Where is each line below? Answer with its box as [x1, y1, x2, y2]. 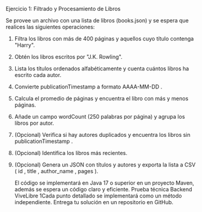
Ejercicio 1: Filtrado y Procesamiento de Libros [5, 5, 121, 12]
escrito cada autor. [14, 71, 62, 78]
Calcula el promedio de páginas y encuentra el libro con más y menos [14, 95, 189, 102]
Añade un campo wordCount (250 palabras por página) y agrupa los [14, 113, 185, 120]
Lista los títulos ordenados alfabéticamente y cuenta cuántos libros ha [14, 65, 189, 72]
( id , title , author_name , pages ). [14, 168, 99, 174]
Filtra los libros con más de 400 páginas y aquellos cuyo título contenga [14, 35, 194, 42]
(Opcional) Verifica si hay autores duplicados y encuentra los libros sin [14, 131, 191, 138]
